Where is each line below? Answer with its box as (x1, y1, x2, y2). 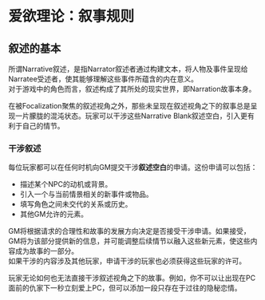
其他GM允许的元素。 (19, 209, 88, 219)
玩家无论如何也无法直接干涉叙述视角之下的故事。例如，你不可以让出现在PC (8, 273, 256, 283)
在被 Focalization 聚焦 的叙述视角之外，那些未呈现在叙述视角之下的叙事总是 (8, 101, 251, 110)
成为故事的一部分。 (14, 247, 78, 256)
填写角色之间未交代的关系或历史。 (19, 199, 132, 209)
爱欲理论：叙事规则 (8, 7, 135, 26)
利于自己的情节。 (8, 121, 65, 130)
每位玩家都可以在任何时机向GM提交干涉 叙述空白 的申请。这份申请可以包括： (8, 163, 258, 172)
